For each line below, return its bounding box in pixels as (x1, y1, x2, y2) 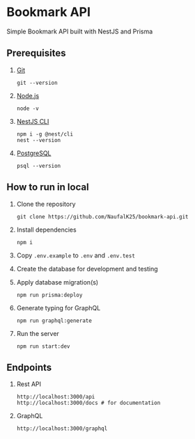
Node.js (16, 91, 40, 99)
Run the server (16, 329, 60, 337)
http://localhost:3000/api (16, 394, 95, 401)
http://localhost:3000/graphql (16, 425, 108, 432)
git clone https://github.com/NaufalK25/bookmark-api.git (16, 213, 189, 220)
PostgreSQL (16, 149, 52, 157)
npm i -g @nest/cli (16, 130, 74, 138)
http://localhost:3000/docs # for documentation (16, 399, 161, 407)
